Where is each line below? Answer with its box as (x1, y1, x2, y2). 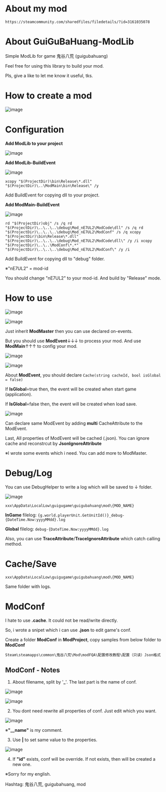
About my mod (5, 3, 67, 14)
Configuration (5, 124, 65, 135)
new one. (12, 762, 32, 768)
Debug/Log (5, 467, 53, 479)
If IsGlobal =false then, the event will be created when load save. (5, 401, 137, 407)
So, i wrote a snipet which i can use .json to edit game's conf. (5, 627, 132, 633)
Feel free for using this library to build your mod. (5, 63, 104, 69)
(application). (5, 391, 32, 397)
